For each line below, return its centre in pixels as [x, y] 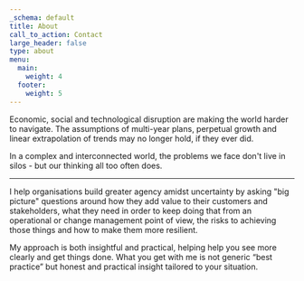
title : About [34, 26]
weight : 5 [44, 93]
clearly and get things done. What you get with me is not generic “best [141, 257]
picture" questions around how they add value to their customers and [139, 201]
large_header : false [48, 43]
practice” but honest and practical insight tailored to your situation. [134, 267]
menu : [19, 60]
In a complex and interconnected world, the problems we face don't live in [147, 155]
